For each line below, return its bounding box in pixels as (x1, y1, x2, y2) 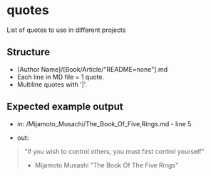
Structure (6, 46, 51, 58)
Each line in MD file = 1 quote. (16, 72, 105, 81)
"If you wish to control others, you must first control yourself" (24, 147, 205, 155)
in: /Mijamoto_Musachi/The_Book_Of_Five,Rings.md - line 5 (16, 119, 192, 128)
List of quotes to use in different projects (6, 26, 126, 34)
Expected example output (6, 101, 123, 113)
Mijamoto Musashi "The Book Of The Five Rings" (34, 160, 179, 169)
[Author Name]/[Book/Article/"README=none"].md (16, 65, 168, 73)
